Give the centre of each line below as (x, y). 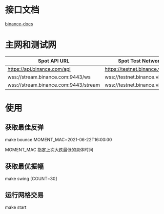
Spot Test (129, 60)
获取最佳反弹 (24, 127)
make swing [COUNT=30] (31, 178)
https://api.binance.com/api (39, 69)
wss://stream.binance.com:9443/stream (54, 85)
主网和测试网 (31, 45)
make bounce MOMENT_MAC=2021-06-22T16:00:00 (59, 139)
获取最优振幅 (24, 166)
